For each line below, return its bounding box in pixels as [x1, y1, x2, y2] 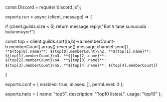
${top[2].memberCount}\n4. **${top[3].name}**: [5, 58, 107, 63]
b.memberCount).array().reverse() [5, 44, 76, 49]
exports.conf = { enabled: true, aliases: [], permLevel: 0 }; [5, 82, 124, 87]
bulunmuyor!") [5, 29, 35, 34]
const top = [5, 38, 29, 44]
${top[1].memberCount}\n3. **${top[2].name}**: [5, 53, 107, 58]
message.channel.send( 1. [77, 44, 131, 49]
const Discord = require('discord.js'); [5, 4, 82, 10]
